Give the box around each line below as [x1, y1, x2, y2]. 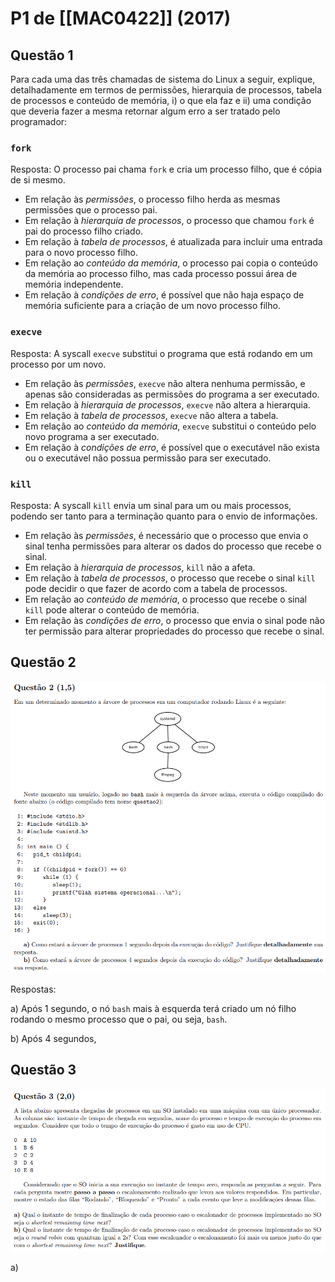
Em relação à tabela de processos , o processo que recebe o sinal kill [24, 572, 316, 584]
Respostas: [10, 983, 57, 995]
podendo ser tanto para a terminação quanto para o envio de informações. [10, 510, 318, 522]
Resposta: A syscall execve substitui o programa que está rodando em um [10, 347, 313, 359]
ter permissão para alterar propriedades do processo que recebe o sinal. [24, 625, 325, 637]
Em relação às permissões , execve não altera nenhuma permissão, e [24, 377, 306, 389]
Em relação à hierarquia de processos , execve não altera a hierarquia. [24, 398, 311, 411]
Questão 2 [10, 654, 77, 671]
